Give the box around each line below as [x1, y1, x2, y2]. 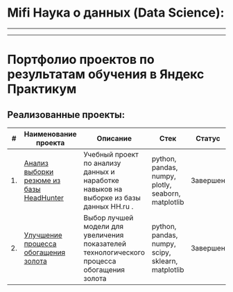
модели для [83, 221, 123, 231]
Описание [96, 133, 132, 143]
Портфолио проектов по [7, 52, 155, 67]
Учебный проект [83, 149, 139, 159]
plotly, [151, 180, 172, 189]
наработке [83, 175, 119, 185]
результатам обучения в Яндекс [7, 67, 205, 83]
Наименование [24, 129, 78, 139]
